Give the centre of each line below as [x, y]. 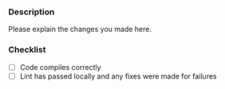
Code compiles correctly [60, 67]
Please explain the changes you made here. [80, 29]
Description [32, 12]
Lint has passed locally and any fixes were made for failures [118, 76]
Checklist [27, 50]
